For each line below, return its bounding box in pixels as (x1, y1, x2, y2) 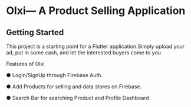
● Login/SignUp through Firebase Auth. (6, 72, 103, 78)
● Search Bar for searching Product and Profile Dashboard (6, 95, 149, 101)
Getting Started (6, 27, 64, 37)
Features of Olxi (6, 60, 45, 67)
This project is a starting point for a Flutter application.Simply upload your (6, 43, 185, 50)
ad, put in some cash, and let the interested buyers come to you (6, 49, 161, 56)
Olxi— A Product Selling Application (6, 4, 186, 18)
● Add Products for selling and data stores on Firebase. (6, 83, 142, 90)
